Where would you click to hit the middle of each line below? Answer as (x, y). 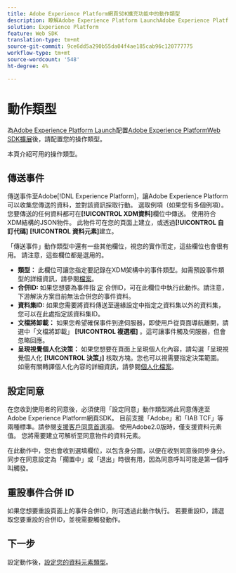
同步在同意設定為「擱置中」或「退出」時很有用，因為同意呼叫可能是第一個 (115, 459)
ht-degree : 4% (28, 66)
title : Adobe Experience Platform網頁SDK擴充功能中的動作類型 (94, 14)
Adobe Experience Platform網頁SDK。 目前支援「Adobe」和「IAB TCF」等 (116, 418)
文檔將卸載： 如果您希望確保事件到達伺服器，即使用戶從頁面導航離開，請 (123, 323)
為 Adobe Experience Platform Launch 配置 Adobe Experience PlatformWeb (114, 130)
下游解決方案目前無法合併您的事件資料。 (76, 297)
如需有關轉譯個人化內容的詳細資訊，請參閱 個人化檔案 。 (97, 367)
